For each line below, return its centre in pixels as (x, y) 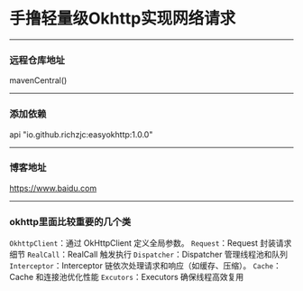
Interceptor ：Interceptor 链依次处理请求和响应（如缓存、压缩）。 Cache (141, 266)
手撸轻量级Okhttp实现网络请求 (123, 19)
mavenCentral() (38, 80)
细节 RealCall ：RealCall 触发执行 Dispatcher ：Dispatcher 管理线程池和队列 (149, 255)
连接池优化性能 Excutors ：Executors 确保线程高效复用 (144, 277)
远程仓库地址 (37, 60)
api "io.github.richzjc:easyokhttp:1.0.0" (81, 134)
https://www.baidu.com (53, 188)
